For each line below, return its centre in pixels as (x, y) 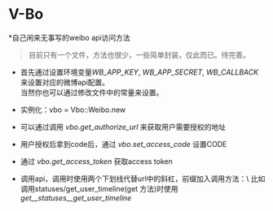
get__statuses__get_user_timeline (76, 198)
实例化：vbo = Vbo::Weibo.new (73, 110)
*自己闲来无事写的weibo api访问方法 (69, 37)
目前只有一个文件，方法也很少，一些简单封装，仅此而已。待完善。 (139, 54)
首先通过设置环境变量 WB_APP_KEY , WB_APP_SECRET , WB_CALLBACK (139, 72)
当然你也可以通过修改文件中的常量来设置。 (92, 92)
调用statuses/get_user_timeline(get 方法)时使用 (99, 188)
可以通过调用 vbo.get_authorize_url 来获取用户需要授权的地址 (123, 127)
